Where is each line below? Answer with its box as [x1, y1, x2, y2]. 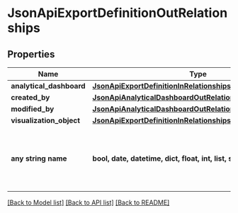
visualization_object [11, 115, 80, 125]
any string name [11, 154, 67, 163]
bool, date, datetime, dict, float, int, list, [92, 154, 227, 163]
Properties [7, 48, 55, 60]
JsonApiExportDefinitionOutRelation [7, 5, 228, 21]
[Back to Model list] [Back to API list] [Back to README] [7, 198, 170, 207]
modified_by [11, 104, 55, 114]
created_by [11, 93, 50, 102]
